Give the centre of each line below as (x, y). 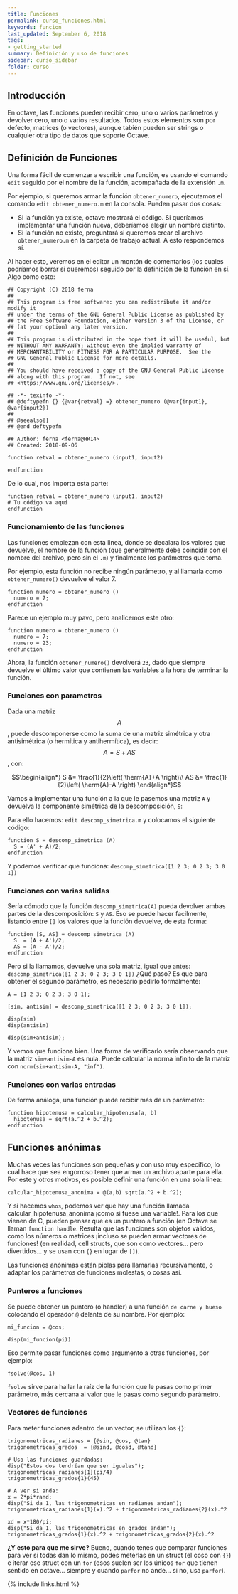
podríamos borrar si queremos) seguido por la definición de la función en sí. (119, 269)
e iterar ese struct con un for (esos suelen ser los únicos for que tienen (113, 1563)
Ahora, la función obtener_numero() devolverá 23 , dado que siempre (107, 662)
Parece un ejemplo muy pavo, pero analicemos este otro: (91, 617)
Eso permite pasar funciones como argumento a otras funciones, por (108, 1353)
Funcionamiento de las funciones (66, 527)
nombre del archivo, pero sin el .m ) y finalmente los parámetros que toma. (115, 557)
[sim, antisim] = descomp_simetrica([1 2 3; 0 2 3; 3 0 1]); (100, 1007)
